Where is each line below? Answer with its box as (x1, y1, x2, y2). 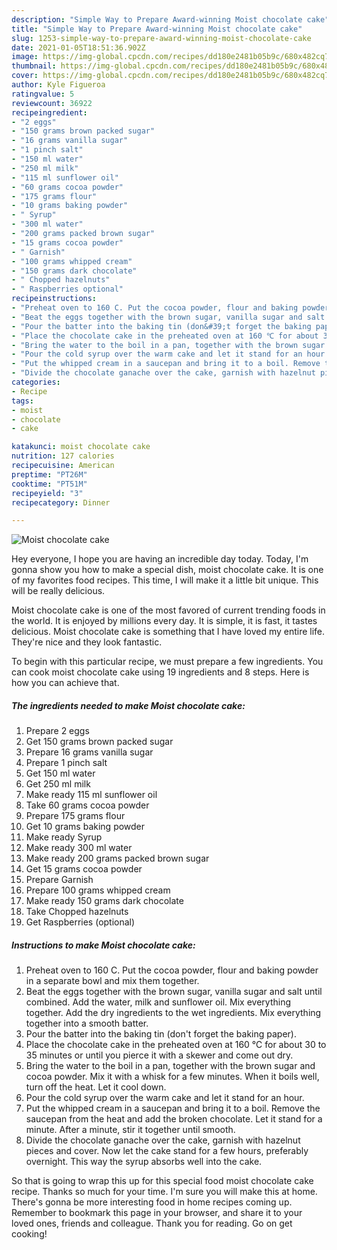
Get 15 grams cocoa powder (25, 863, 143, 875)
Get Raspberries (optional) (25, 916, 136, 928)
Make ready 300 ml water (25, 842, 133, 854)
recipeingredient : (11, 107, 88, 118)
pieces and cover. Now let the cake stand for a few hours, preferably (25, 1145, 309, 1157)
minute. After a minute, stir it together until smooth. (25, 1124, 236, 1136)
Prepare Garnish (25, 874, 94, 886)
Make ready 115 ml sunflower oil (25, 789, 158, 801)
